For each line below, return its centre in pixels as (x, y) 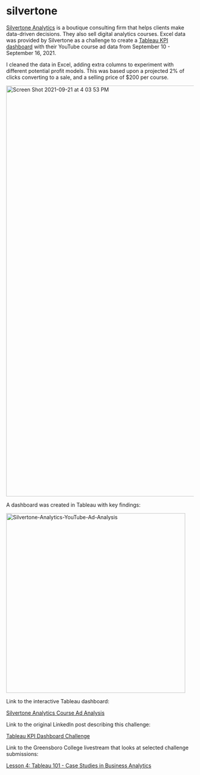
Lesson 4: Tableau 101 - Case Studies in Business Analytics (79, 765)
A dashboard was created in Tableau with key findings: (74, 505)
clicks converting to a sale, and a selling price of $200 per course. (87, 77)
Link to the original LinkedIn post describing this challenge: (78, 724)
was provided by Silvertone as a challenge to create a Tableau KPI (87, 40)
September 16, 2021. (31, 53)
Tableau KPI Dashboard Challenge (48, 736)
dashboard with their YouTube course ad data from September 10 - (88, 47)
